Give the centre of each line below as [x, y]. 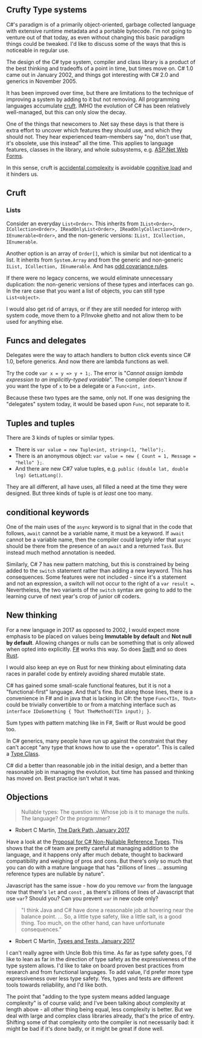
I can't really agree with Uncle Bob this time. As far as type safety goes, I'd [99, 953]
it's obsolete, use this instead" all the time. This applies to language [90, 143]
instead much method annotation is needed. [61, 552]
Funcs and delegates [46, 340]
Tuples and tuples [41, 423]
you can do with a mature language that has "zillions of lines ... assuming [97, 867]
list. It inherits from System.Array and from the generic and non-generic [95, 260]
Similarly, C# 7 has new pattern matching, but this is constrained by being [98, 564]
